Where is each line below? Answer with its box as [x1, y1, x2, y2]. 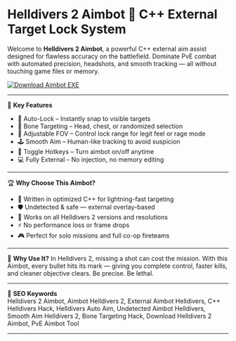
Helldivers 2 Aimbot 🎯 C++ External [7, 6, 218, 22]
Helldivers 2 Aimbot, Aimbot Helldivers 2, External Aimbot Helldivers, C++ [7, 297, 221, 305]
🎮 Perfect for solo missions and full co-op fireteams [17, 231, 170, 240]
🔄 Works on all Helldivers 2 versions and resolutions [17, 212, 169, 221]
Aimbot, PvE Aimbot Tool [7, 319, 79, 328]
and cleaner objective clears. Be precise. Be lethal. [7, 269, 155, 277]
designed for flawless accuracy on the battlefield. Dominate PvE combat [7, 52, 216, 60]
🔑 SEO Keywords [7, 289, 58, 297]
